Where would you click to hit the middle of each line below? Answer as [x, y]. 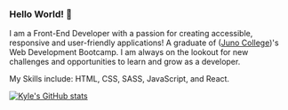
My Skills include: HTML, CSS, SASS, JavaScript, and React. [119, 79]
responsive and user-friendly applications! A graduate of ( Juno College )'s [144, 43]
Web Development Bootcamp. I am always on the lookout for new [129, 52]
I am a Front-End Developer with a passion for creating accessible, [131, 34]
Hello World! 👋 [41, 14]
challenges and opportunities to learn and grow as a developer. [125, 62]
